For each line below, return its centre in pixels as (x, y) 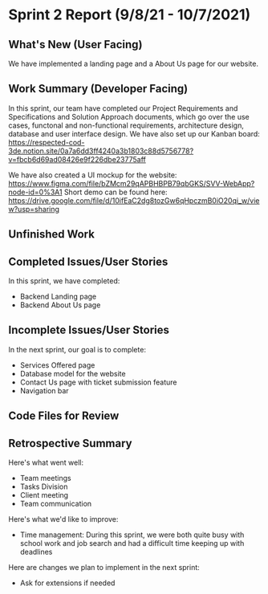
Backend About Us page (60, 305)
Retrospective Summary (70, 443)
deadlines (36, 552)
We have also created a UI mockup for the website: (93, 175)
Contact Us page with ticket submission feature (99, 382)
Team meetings (45, 478)
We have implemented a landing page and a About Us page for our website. (134, 63)
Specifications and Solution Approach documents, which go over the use (129, 116)
